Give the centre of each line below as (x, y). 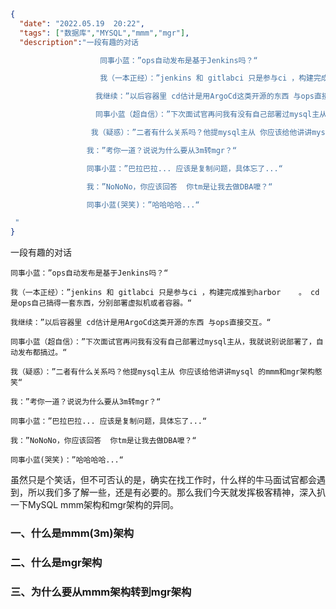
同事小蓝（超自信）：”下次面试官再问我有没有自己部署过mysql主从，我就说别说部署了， (163, 342)
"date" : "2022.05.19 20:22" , (82, 23)
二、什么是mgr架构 (56, 562)
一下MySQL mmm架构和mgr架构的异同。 (95, 505)
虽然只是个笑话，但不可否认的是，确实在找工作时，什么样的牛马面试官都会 (163, 480)
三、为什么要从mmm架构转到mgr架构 (101, 592)
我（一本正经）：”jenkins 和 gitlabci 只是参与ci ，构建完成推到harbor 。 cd (165, 293)
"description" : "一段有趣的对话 (79, 42)
